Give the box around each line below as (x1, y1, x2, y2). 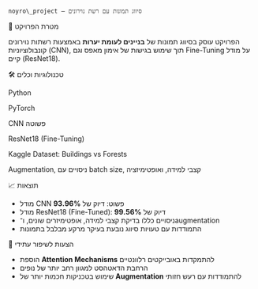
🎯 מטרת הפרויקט (8, 21, 59, 31)
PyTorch (8, 104, 36, 112)
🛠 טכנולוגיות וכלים (8, 70, 65, 79)
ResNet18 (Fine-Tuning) (8, 134, 85, 143)
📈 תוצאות (8, 181, 39, 190)
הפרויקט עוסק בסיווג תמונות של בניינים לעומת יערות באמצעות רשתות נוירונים (8, 37, 241, 46)
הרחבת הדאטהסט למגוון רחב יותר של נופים (19, 263, 148, 272)
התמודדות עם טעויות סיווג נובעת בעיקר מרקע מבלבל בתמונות (19, 224, 202, 234)
